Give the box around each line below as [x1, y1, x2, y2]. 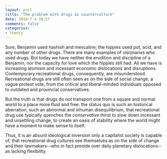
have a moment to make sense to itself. [5, 123, 86, 129]
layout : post [5, 7, 32, 12]
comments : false [5, 21, 39, 26]
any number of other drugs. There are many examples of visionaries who [5, 49, 155, 55]
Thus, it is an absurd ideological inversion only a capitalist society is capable [5, 133, 163, 138]
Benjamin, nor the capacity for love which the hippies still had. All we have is [5, 60, 162, 66]
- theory [5, 30, 23, 35]
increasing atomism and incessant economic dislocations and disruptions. [5, 65, 157, 71]
